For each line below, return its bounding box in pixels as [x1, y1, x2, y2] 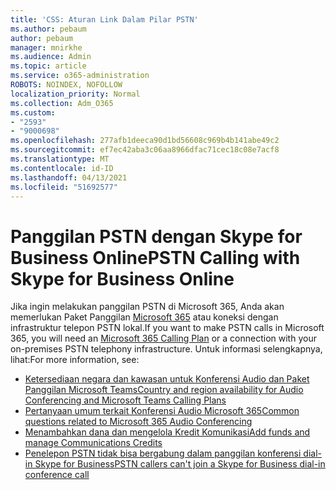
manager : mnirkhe [10, 42, 83, 53]
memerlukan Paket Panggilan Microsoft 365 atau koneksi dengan [10, 311, 279, 323]
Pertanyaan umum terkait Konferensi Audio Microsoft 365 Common [24, 405, 300, 417]
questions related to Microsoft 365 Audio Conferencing [24, 416, 253, 428]
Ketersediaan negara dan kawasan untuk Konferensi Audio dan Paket [24, 373, 310, 385]
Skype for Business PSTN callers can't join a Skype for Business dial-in [34, 458, 326, 470]
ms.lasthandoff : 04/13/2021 [10, 172, 128, 183]
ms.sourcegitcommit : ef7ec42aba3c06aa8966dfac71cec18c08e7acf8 [10, 145, 280, 155]
